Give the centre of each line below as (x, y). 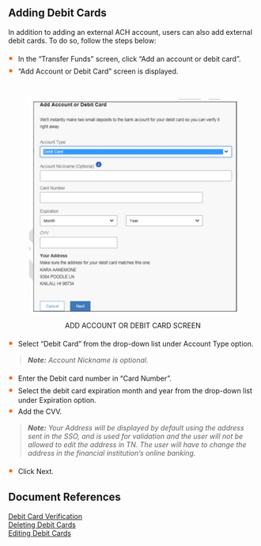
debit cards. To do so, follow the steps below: (82, 40)
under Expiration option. (57, 400)
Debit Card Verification (45, 516)
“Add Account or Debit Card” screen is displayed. (98, 71)
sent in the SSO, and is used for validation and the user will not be (135, 436)
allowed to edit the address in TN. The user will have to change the (137, 444)
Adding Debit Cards (57, 13)
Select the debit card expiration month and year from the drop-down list (136, 390)
